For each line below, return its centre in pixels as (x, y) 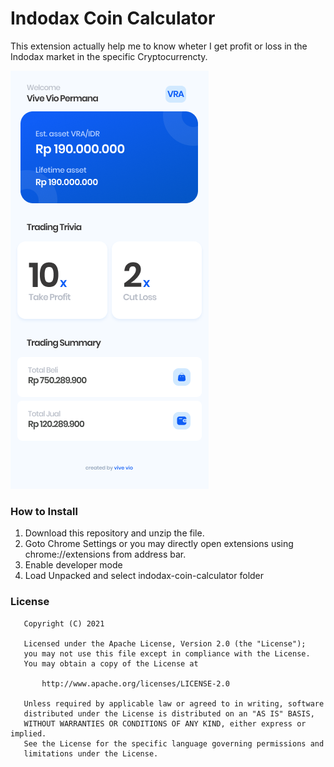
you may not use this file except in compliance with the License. (167, 653)
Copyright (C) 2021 (64, 623)
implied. (28, 733)
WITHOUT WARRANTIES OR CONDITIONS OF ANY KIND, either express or (165, 723)
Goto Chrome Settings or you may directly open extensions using (159, 544)
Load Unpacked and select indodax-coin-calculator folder (144, 576)
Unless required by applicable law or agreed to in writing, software (174, 703)
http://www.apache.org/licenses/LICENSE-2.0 (135, 683)
